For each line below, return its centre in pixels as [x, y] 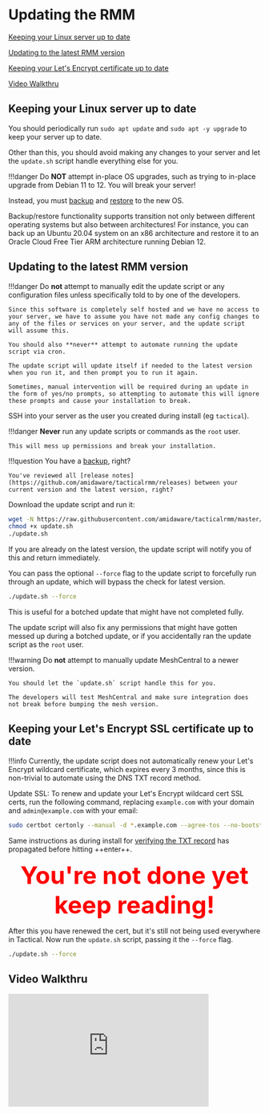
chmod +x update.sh [41, 527]
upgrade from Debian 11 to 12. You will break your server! [102, 185]
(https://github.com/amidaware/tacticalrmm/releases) [100, 482]
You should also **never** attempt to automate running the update [123, 344]
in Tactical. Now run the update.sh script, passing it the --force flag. [121, 939]
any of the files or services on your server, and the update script [127, 323]
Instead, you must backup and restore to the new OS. [96, 200]
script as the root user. [46, 644]
